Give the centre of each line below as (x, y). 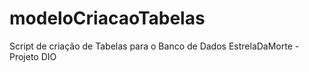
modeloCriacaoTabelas (107, 18)
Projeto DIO (33, 56)
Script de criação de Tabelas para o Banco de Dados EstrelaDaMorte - (154, 46)
